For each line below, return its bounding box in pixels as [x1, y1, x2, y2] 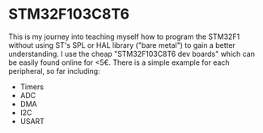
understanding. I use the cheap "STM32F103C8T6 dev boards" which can [8, 49, 255, 58]
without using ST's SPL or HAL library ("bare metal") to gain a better [8, 40, 236, 49]
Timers [19, 82, 45, 92]
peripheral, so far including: [8, 66, 100, 75]
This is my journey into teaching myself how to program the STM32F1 [8, 32, 240, 41]
